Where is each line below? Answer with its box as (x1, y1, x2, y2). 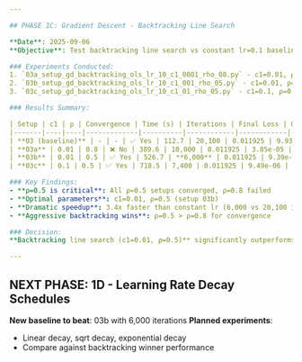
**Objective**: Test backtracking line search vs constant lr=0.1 (9, 46, 263, 55)
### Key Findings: (9, 177, 78, 187)
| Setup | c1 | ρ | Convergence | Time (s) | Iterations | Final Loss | (9, 119, 288, 129)
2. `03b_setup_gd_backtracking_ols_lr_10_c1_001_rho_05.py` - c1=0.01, (9, 78, 283, 88)
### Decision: (9, 227, 63, 237)
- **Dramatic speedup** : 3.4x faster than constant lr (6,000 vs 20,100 (9, 203, 288, 212)
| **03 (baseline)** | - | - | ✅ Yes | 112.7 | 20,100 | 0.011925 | (9, 136, 273, 145)
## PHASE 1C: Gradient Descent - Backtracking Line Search (9, 21, 235, 30)
